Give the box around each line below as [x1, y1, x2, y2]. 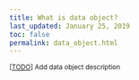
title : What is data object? [9, 13, 118, 22]
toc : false [9, 30, 50, 39]
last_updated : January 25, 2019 [9, 22, 130, 31]
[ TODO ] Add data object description [9, 63, 121, 72]
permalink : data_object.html [9, 38, 118, 48]
